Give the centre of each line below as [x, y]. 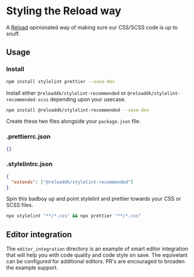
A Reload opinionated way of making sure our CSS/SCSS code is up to [92, 27]
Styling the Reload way [64, 11]
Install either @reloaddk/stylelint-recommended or [66, 93]
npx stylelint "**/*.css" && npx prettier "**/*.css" [74, 216]
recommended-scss [28, 100]
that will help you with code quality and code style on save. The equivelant [97, 255]
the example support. [32, 268]
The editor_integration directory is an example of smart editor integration [97, 249]
